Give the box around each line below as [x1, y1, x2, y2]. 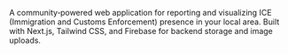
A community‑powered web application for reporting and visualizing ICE [9, 8, 272, 17]
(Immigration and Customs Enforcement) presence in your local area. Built [9, 17, 280, 27]
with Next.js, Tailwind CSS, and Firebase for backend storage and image [9, 26, 273, 36]
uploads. [9, 35, 42, 45]
